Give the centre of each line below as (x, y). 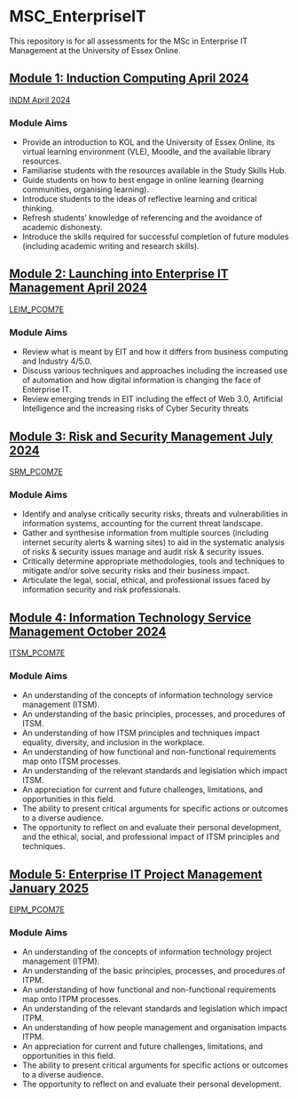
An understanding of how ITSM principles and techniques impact (141, 733)
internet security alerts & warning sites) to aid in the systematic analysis (153, 542)
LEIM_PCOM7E (37, 309)
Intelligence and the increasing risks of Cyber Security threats (135, 409)
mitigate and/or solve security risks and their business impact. (136, 571)
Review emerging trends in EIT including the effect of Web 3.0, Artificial (153, 399)
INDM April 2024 (40, 100)
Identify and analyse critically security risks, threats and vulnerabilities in (155, 514)
